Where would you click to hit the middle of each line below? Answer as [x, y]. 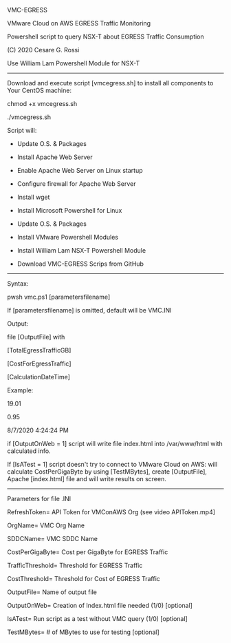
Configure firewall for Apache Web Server [76, 184]
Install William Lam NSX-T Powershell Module [81, 250]
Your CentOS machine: [40, 90]
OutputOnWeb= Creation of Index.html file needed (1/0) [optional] [100, 605]
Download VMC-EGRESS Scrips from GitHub [80, 264]
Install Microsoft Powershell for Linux [69, 210]
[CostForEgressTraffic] [39, 363]
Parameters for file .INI [39, 499]
